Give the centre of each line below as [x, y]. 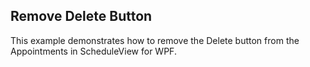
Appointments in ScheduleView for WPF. [93, 51]
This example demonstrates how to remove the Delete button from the [155, 40]
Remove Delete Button [81, 16]
